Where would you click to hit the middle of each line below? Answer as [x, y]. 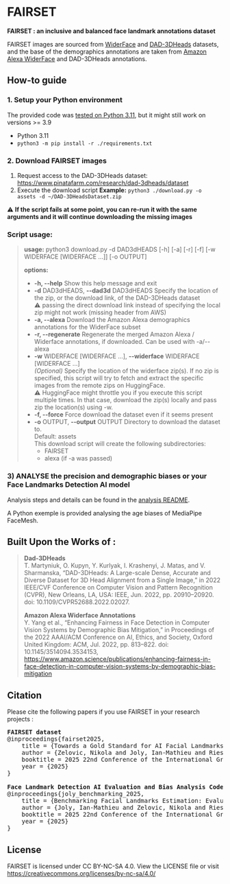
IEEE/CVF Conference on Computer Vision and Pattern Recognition [118, 588]
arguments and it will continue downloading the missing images [100, 216]
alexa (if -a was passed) [78, 458]
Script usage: [30, 234]
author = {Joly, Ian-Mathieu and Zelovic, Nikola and [114, 808]
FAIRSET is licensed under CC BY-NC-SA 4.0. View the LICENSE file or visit [113, 866]
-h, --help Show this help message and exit [95, 283]
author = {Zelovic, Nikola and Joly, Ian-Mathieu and [114, 753]
